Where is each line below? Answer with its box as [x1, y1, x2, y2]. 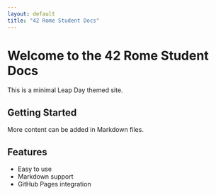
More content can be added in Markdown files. [7, 126, 144, 134]
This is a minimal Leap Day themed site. [7, 86, 123, 94]
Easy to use [17, 165, 52, 174]
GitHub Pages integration [17, 180, 91, 189]
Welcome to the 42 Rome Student [7, 48, 209, 64]
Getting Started [7, 106, 77, 118]
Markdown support [17, 172, 74, 181]
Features [7, 146, 47, 158]
